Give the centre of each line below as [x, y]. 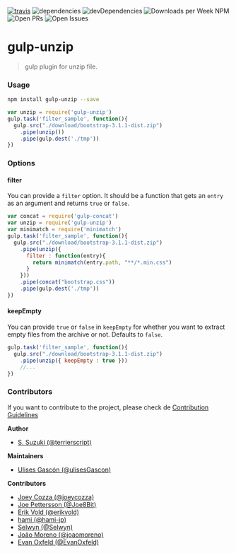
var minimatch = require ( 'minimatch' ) [64, 230]
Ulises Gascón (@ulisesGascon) [64, 470]
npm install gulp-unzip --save [53, 100]
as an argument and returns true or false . [69, 203]
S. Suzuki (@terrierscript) [54, 442]
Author [18, 429]
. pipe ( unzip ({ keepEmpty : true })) [74, 361]
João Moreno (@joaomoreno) [60, 535]
